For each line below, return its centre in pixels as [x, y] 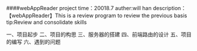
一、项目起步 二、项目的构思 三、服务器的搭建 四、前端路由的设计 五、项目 [99, 34]
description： [170, 8]
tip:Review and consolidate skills [47, 22]
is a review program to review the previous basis [127, 15]
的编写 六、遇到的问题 [33, 42]
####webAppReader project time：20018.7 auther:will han [79, 8]
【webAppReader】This [36, 15]
